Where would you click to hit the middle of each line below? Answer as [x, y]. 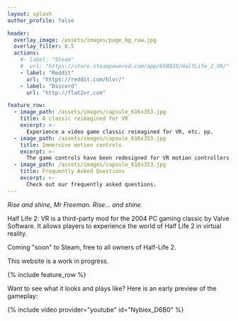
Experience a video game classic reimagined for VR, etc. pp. [120, 132]
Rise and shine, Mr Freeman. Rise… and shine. [75, 204]
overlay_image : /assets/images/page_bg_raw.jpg [85, 40]
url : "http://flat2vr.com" [66, 93]
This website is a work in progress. [58, 261]
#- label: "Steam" [47, 60]
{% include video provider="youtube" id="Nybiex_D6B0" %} [96, 310]
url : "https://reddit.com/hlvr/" [75, 79]
